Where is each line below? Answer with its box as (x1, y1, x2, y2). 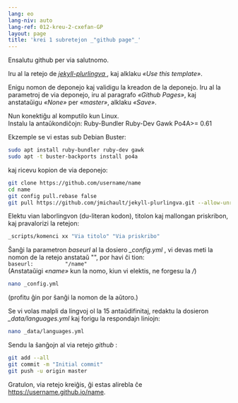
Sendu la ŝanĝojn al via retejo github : (8, 341, 117, 349)
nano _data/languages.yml (8, 328, 84, 335)
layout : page (8, 30, 47, 37)
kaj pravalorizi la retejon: (8, 219, 80, 228)
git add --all (8, 354, 50, 361)
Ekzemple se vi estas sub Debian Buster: (8, 133, 126, 142)
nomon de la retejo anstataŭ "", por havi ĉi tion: (8, 253, 145, 261)
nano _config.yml (8, 280, 59, 287)
